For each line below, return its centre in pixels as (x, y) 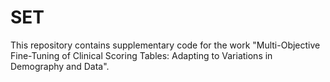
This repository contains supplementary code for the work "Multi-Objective (165, 45)
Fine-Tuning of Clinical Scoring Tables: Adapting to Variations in (141, 55)
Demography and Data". (60, 66)
